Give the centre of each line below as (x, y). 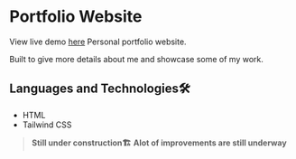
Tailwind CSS (47, 125)
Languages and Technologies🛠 (100, 89)
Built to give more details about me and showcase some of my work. (136, 59)
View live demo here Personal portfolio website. (98, 42)
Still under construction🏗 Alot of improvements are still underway (159, 143)
